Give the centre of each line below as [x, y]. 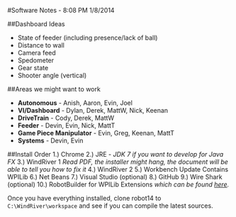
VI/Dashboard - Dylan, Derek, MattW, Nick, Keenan [93, 110]
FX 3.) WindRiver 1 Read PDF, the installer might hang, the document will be [118, 162]
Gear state [33, 68]
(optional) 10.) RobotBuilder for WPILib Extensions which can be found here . [118, 184]
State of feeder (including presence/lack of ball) [88, 38]
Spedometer [36, 60]
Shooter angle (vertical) [52, 75]
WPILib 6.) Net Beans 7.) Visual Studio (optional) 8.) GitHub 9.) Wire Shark [115, 177]
